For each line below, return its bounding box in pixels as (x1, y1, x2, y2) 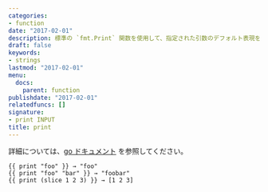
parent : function (22, 86, 81, 94)
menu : (8, 71, 26, 79)
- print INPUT (8, 116, 56, 124)
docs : (15, 78, 34, 86)
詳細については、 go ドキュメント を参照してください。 (8, 146, 188, 156)
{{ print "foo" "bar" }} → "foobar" (8, 169, 130, 177)
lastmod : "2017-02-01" (8, 64, 84, 72)
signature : (8, 109, 45, 117)
